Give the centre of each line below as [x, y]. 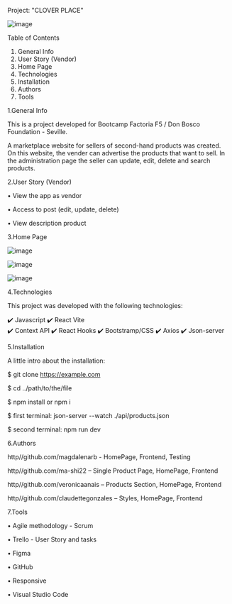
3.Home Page [27, 237]
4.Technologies [30, 292]
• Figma [19, 553]
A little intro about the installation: [56, 361]
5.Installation [26, 347]
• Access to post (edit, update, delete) [63, 209]
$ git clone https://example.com [54, 374]
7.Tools [18, 512]
